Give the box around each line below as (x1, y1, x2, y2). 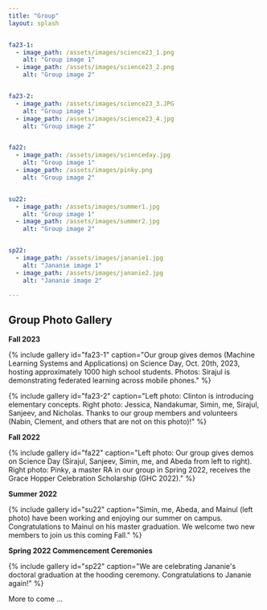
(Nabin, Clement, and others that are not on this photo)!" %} (8, 417, 207, 427)
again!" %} (8, 579, 44, 588)
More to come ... (8, 594, 63, 604)
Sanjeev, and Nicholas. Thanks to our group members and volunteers (8, 408, 238, 418)
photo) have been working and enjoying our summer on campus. (8, 514, 223, 523)
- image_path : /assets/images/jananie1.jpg (15, 254, 163, 262)
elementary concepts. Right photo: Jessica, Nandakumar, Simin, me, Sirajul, (8, 399, 260, 410)
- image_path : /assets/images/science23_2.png (15, 63, 175, 72)
